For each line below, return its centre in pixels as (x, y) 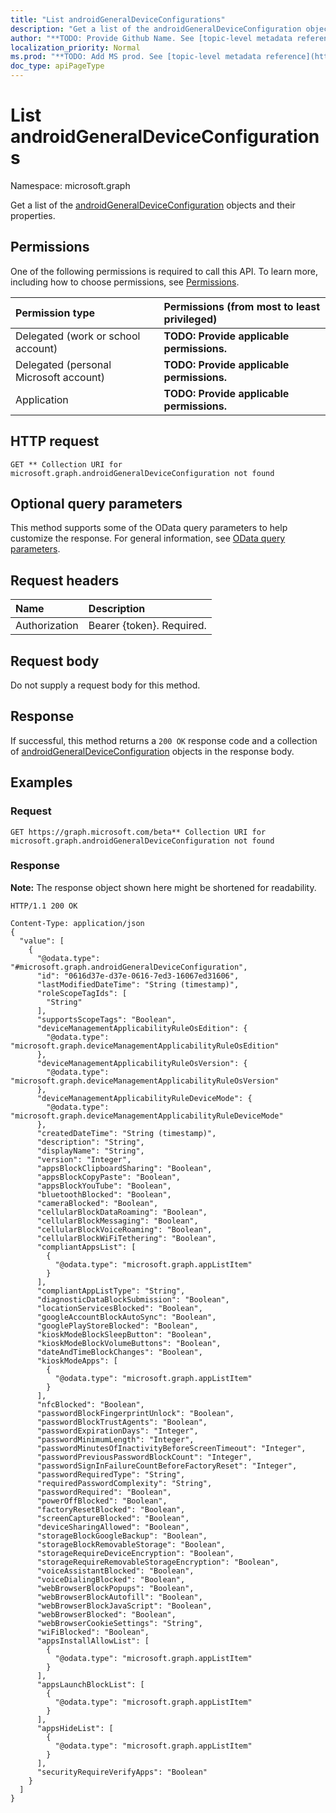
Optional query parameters (96, 503)
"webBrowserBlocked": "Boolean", (106, 1614)
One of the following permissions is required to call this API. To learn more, (164, 271)
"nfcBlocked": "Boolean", (90, 1404)
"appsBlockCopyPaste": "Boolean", (109, 1177)
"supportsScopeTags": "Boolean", (106, 1019)
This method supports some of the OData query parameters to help (149, 528)
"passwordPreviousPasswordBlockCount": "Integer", (144, 1457)
